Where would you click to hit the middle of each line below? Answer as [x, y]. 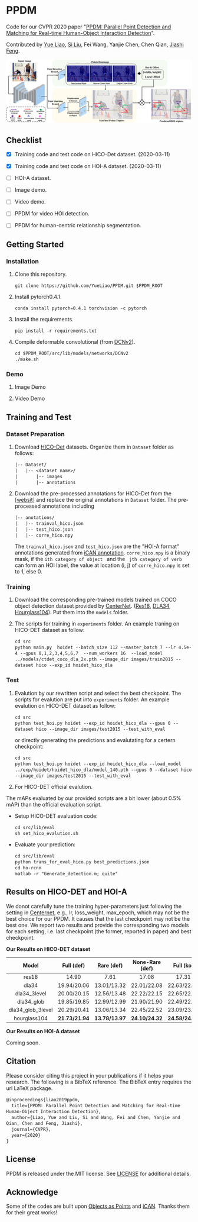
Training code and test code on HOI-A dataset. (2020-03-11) [88, 166]
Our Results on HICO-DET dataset [48, 949]
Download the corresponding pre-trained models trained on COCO [95, 600]
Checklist [24, 140]
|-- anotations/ [34, 518]
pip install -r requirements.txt [56, 331]
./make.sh [27, 359]
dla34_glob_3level [31, 1010]
